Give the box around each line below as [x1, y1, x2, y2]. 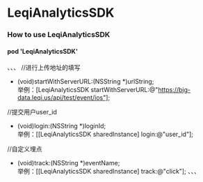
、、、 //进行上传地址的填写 [7, 63, 81, 72]
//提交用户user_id [7, 108, 58, 116]
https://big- [158, 86, 191, 94]
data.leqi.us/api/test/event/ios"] [17, 93, 108, 102]
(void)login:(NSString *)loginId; [17, 122, 106, 130]
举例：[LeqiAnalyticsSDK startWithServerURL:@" [17, 86, 159, 94]
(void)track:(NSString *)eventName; [17, 159, 120, 167]
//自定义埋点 [7, 145, 43, 153]
